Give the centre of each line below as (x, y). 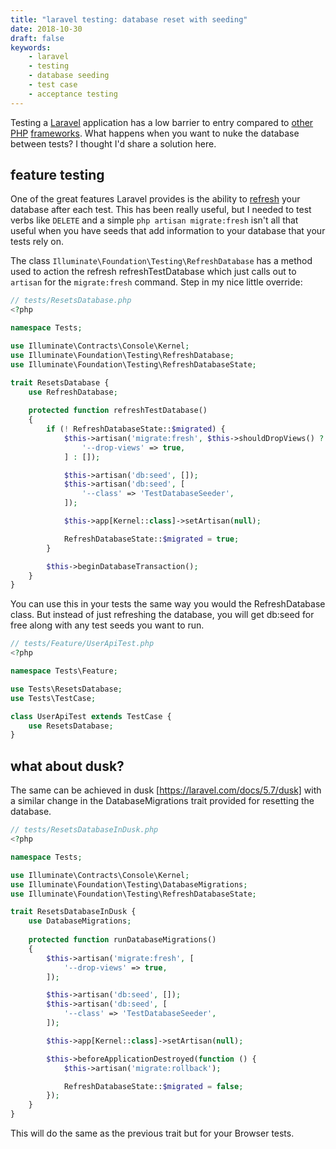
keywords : (31, 47)
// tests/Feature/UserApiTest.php (82, 644)
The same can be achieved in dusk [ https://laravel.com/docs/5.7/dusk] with (166, 790)
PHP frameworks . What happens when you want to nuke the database (155, 133)
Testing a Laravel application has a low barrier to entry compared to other (162, 122)
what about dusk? (67, 766)
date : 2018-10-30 (46, 29)
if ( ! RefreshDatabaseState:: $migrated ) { (136, 429)
